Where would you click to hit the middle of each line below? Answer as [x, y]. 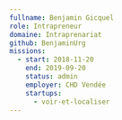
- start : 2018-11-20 [56, 60]
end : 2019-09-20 [56, 69]
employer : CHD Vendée [65, 85]
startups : [44, 93]
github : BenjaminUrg [48, 43]
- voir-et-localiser [71, 102]
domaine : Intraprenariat [56, 34]
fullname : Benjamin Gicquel [62, 18]
